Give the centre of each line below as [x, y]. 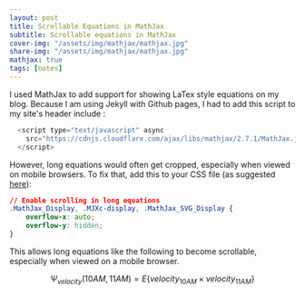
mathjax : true [36, 60]
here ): [20, 183]
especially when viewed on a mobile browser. [94, 261]
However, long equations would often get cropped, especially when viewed [150, 164]
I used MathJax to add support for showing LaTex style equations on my [144, 94]
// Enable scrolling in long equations [85, 201]
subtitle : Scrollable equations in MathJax [93, 34]
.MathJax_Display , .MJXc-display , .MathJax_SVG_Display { [121, 209]
